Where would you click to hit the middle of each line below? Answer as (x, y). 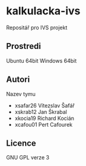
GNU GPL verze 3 (28, 158)
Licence (21, 143)
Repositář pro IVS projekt (37, 27)
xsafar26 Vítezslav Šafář (45, 105)
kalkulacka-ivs (43, 11)
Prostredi (24, 46)
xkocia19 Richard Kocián (44, 118)
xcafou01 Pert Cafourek (44, 124)
